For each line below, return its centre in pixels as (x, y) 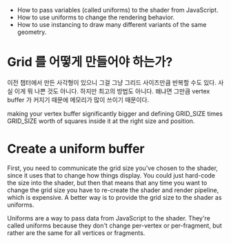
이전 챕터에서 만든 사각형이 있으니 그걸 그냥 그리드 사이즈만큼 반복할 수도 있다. (112, 82)
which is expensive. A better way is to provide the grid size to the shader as (114, 197)
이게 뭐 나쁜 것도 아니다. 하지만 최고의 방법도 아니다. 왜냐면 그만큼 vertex (112, 91)
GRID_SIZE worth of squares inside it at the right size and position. (101, 121)
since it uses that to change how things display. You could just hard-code (111, 175)
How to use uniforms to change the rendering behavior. (96, 17)
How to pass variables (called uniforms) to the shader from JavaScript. (118, 10)
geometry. (32, 32)
